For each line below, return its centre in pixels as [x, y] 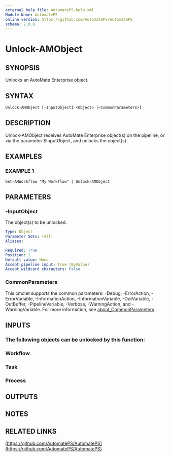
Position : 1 [18, 255]
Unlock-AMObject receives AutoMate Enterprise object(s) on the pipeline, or [85, 135]
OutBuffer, [16, 304]
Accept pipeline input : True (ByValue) [47, 264]
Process [16, 380]
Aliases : [14, 241]
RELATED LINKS [31, 431]
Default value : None [27, 260]
